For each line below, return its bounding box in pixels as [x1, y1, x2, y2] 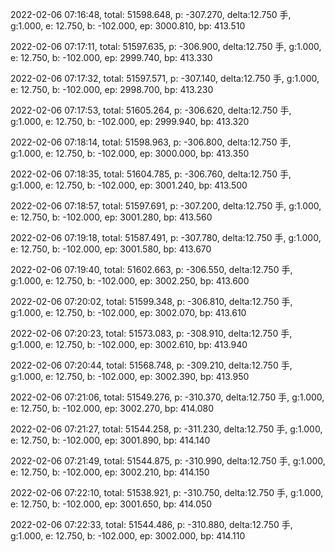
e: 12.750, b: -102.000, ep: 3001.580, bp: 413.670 [10, 243, 212, 255]
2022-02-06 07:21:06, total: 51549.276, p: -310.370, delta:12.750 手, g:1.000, [10, 391, 325, 403]
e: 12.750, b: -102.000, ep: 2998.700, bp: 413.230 [10, 84, 214, 95]
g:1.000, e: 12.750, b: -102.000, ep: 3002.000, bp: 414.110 [10, 530, 246, 542]
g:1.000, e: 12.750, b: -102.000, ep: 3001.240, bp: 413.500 [10, 179, 248, 191]
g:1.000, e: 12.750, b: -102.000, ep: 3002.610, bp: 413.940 [10, 339, 248, 350]
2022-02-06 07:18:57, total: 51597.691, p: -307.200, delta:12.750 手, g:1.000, [10, 200, 322, 212]
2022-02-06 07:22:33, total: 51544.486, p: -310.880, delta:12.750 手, [10, 519, 293, 530]
